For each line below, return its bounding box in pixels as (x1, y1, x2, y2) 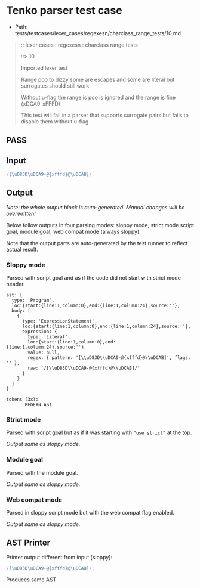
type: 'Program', (11, 298, 55, 304)
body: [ (11, 308, 31, 314)
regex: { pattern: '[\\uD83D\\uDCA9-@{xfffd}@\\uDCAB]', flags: (27, 355, 191, 361)
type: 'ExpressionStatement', (21, 318, 97, 324)
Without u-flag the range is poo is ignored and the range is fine (20, 94, 176, 101)
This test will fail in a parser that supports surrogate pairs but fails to (20, 112, 189, 119)
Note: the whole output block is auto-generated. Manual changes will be (6, 203, 185, 211)
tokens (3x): (6, 397, 39, 403)
